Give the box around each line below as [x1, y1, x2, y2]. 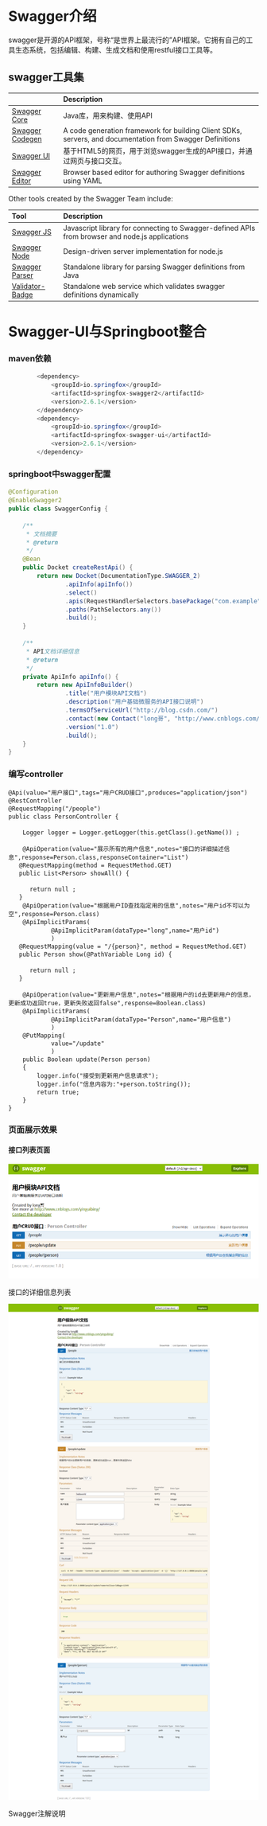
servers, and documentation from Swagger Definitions [63, 134, 241, 143]
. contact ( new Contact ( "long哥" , [64, 714, 171, 723]
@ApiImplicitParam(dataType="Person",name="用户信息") [50, 1016, 232, 1024]
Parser [11, 271, 33, 279]
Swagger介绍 [8, 7, 97, 25]
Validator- [11, 282, 46, 291]
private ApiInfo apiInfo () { [22, 673, 119, 681]
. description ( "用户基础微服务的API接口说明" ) [64, 698, 204, 706]
